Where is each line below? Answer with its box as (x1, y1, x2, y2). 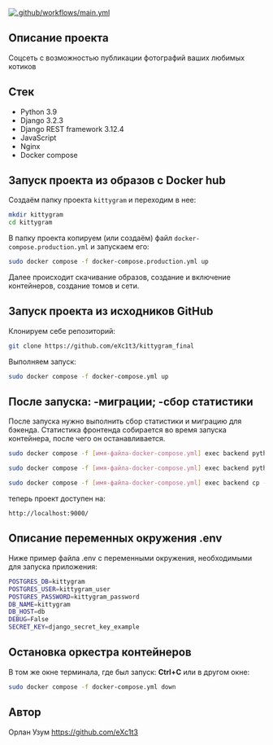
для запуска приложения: (8, 562, 97, 572)
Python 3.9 (19, 107, 58, 116)
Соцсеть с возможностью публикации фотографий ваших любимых (8, 53, 245, 63)
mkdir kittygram (8, 211, 63, 219)
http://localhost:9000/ (8, 510, 89, 518)
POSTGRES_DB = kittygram (8, 577, 85, 585)
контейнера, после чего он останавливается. (8, 434, 166, 444)
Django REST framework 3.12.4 (19, 124, 124, 134)
